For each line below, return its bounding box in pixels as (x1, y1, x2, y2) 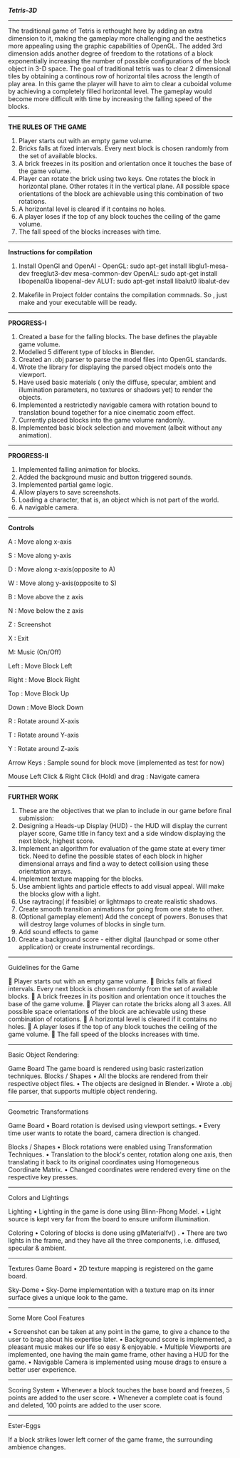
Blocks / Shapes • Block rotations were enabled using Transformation (8, 1143, 213, 1151)
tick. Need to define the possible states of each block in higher (18, 852, 203, 860)
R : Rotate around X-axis (8, 717, 80, 725)
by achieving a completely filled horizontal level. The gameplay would (8, 87, 212, 95)
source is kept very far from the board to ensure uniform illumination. (8, 1215, 211, 1223)
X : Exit (8, 634, 29, 642)
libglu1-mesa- (188, 262, 229, 270)
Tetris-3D (8, 6, 38, 14)
